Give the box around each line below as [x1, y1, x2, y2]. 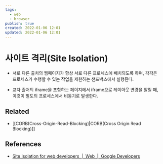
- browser [9, 16, 30, 21]
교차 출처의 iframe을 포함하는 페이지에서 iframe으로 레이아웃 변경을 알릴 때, [12, 87, 159, 93]
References [5, 140, 41, 148]
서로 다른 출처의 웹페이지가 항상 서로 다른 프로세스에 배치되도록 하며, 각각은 [12, 70, 158, 76]
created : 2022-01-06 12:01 [5, 26, 61, 31]
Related [5, 107, 30, 116]
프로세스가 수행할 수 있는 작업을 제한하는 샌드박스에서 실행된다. [12, 76, 134, 82]
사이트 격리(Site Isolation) [5, 53, 108, 64]
